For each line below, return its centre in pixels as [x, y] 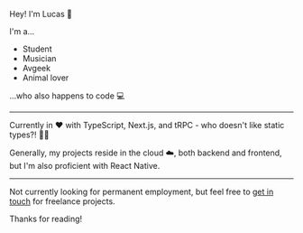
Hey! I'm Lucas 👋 [41, 14]
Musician [39, 58]
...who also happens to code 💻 [67, 96]
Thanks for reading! [46, 219]
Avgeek [37, 68]
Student [37, 49]
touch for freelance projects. [62, 201]
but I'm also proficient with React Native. [85, 166]
